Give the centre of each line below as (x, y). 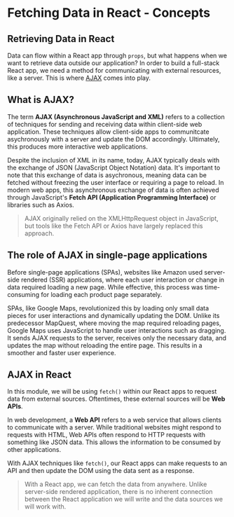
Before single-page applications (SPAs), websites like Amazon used (105, 272)
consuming (23, 294)
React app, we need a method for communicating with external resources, (114, 70)
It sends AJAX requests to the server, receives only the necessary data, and (117, 338)
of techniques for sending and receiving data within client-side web (105, 124)
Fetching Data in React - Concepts (109, 13)
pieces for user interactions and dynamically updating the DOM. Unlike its (113, 315)
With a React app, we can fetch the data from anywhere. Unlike (116, 484)
